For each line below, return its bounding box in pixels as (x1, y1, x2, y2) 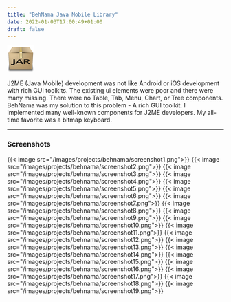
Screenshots (7, 140, 51, 149)
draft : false (7, 25, 45, 32)
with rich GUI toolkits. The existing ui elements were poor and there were (7, 87, 214, 95)
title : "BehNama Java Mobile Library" (7, 11, 118, 18)
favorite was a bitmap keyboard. (21, 116, 112, 124)
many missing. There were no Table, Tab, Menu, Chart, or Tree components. (7, 94, 223, 103)
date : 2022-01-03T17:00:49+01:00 (7, 18, 103, 25)
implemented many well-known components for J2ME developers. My (7, 109, 206, 117)
